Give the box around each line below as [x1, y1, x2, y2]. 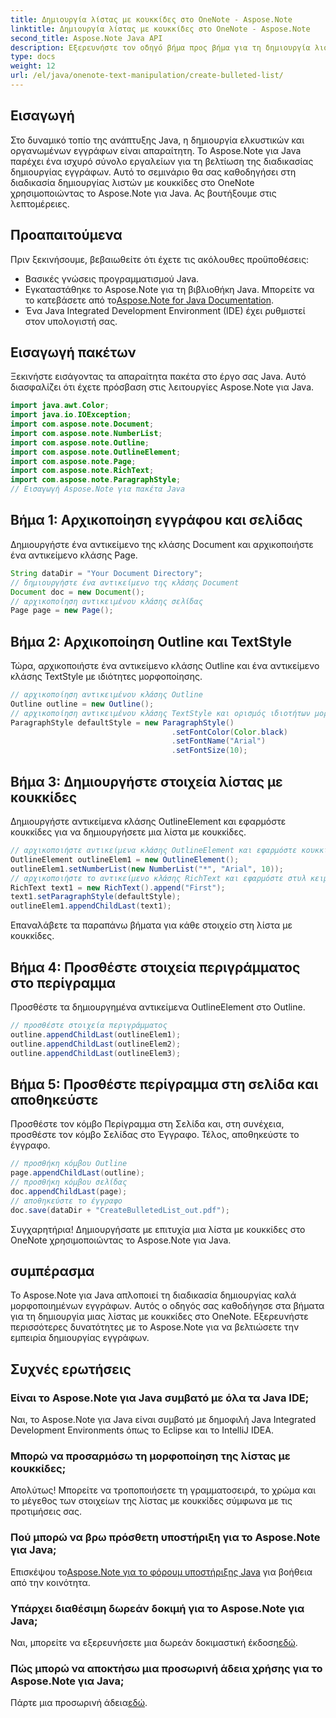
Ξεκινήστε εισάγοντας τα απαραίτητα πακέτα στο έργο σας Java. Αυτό [10, 371, 307, 383]
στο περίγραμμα [10, 974, 117, 991]
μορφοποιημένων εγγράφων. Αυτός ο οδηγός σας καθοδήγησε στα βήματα [10, 1300, 325, 1312]
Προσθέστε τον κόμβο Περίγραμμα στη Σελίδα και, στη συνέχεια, [10, 1118, 285, 1130]
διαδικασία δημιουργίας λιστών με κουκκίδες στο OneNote [10, 176, 255, 188]
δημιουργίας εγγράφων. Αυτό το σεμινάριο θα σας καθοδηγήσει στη [10, 166, 297, 178]
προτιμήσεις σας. [10, 1506, 83, 1518]
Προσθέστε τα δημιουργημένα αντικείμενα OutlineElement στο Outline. [10, 1001, 306, 1013]
